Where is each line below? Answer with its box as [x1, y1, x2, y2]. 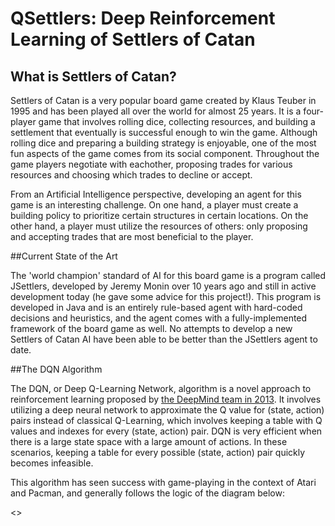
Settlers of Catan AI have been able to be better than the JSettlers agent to [10, 333, 318, 345]
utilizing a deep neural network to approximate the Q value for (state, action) [10, 404, 325, 416]
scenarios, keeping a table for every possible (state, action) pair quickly [10, 447, 306, 458]
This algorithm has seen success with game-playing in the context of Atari [10, 477, 317, 488]
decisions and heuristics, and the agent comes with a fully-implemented [10, 312, 308, 324]
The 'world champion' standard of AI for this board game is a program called [10, 270, 327, 281]
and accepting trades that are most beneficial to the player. [10, 231, 254, 242]
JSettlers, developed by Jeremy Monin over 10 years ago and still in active [10, 280, 317, 292]
